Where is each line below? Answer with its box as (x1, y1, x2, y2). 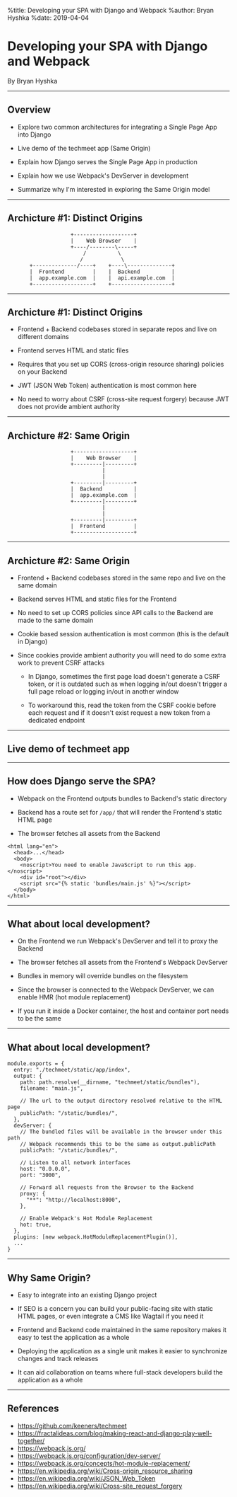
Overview (7, 104, 51, 116)
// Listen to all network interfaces (20, 1159, 131, 1166)
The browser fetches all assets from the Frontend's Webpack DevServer (17, 958, 228, 967)
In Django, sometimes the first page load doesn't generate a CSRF (28, 672, 221, 680)
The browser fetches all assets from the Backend (17, 829, 161, 837)
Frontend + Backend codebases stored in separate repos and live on (17, 325, 217, 333)
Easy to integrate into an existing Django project (17, 1291, 157, 1300)
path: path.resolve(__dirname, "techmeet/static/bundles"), (20, 1079, 200, 1086)
